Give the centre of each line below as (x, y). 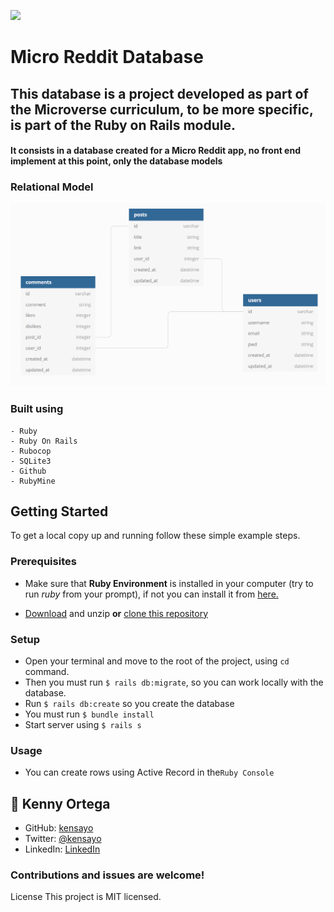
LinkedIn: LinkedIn (62, 849)
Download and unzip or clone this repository (116, 613)
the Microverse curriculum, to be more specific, (162, 109)
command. (47, 672)
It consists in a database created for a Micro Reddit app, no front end (155, 151)
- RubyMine (33, 481)
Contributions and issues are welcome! (107, 875)
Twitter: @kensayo (63, 839)
